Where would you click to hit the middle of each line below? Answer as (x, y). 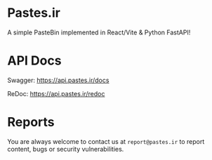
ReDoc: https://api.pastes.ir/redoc (56, 93)
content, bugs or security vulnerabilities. (66, 149)
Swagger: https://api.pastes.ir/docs (58, 80)
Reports (31, 122)
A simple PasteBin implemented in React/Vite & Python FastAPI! (99, 32)
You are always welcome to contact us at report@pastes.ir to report (106, 141)
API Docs (34, 61)
